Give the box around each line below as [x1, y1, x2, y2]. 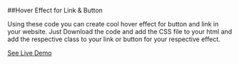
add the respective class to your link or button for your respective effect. [7, 35, 221, 43]
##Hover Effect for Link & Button [7, 6, 103, 14]
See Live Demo [7, 49, 52, 57]
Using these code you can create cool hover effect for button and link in [7, 20, 219, 28]
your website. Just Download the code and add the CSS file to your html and [7, 28, 233, 36]
